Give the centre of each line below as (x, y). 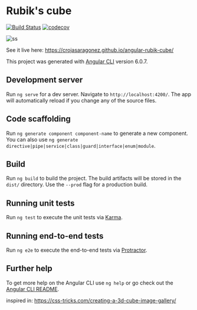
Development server (45, 80)
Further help (29, 268)
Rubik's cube (39, 11)
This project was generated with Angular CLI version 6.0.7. (77, 61)
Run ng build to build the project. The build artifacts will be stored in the (94, 179)
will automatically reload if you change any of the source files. (81, 100)
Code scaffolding (38, 119)
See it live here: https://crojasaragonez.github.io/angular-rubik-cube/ (90, 50)
